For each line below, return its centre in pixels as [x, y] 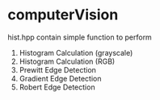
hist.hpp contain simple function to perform [80, 37]
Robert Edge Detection [57, 87]
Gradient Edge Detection [60, 78]
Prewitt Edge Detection [57, 69]
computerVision [63, 15]
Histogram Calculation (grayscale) [76, 52]
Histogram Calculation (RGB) [67, 61]
